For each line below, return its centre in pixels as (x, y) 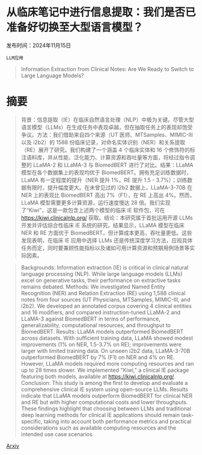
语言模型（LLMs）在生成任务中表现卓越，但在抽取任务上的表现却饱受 (107, 127)
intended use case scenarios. (57, 434)
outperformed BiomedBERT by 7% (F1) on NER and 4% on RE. (98, 357)
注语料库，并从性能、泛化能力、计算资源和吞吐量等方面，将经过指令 (105, 157)
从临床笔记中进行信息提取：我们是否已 (101, 12)
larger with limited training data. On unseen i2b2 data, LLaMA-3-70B (106, 351)
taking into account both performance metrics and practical (117, 421)
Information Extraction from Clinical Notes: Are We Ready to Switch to (107, 69)
